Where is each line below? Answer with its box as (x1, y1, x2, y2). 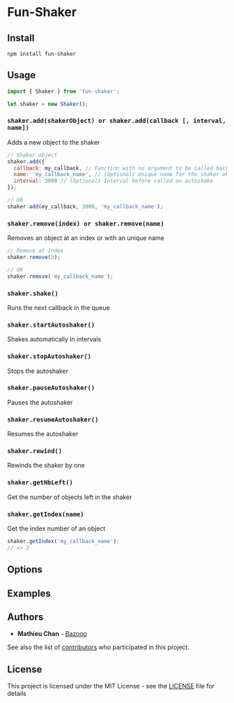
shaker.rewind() (7, 447, 63, 455)
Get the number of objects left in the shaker (7, 493, 132, 501)
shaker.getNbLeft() (7, 479, 73, 487)
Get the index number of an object (7, 524, 106, 533)
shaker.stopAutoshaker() (7, 353, 92, 360)
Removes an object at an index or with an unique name (7, 234, 165, 242)
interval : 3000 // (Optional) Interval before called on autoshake (13, 177, 214, 185)
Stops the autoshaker (7, 367, 68, 375)
